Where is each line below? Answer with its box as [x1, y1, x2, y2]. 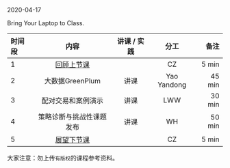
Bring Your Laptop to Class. [7, 19, 84, 27]
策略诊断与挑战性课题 [38, 112, 107, 122]
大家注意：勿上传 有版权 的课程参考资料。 [7, 154, 118, 162]
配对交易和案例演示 [41, 96, 104, 105]
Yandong [157, 80, 187, 89]
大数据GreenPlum [44, 76, 101, 85]
